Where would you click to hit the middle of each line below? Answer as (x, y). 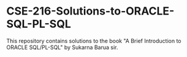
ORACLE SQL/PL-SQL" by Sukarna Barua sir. (62, 47)
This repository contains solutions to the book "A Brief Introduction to (94, 41)
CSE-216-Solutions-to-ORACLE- (90, 11)
